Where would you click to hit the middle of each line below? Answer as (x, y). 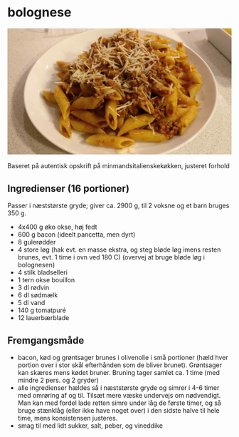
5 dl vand (31, 303)
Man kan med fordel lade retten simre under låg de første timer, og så (119, 403)
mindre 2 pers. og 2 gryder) (58, 380)
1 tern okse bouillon (46, 280)
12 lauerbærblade (43, 318)
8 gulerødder (37, 242)
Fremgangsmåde (46, 340)
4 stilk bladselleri (42, 272)
